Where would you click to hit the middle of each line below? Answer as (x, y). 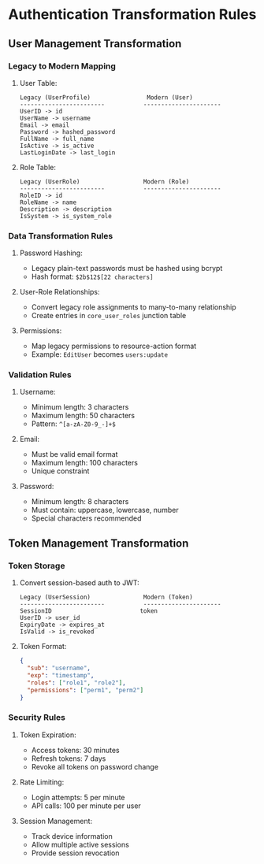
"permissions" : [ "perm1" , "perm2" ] (86, 690)
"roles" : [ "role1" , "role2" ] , (76, 683)
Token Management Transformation (99, 543)
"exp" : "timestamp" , (61, 675)
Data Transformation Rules (61, 235)
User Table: (38, 83)
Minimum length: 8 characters (80, 502)
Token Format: (43, 647)
